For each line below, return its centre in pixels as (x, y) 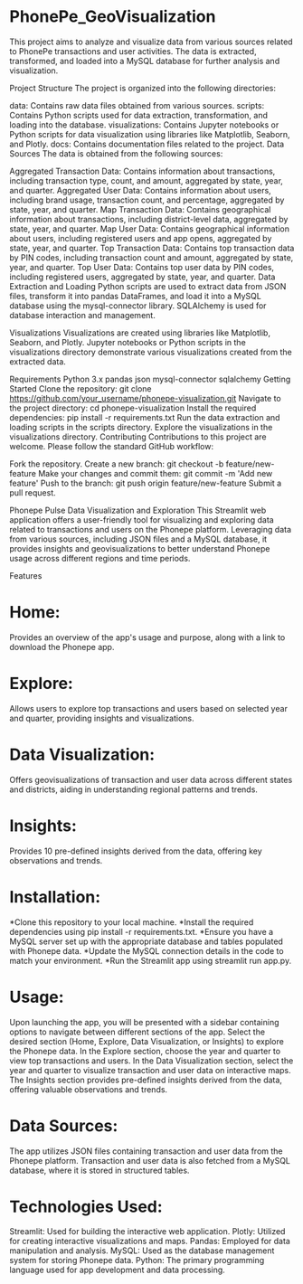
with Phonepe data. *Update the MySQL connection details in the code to (147, 950)
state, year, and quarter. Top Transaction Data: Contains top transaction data (152, 248)
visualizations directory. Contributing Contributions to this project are (138, 437)
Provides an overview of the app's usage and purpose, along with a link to (147, 637)
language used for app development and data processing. (118, 1270)
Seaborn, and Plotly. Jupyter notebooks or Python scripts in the (128, 342)
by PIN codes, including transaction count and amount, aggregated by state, (151, 257)
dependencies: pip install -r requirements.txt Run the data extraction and (145, 417)
